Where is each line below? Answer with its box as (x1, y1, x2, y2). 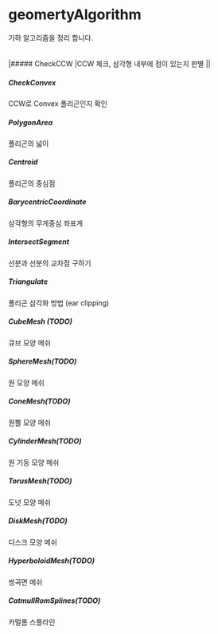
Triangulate (8, 277, 49, 286)
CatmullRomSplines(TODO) (8, 596, 101, 605)
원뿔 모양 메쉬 (8, 417, 52, 427)
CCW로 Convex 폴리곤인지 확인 (8, 98, 107, 108)
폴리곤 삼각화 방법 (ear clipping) (8, 297, 110, 308)
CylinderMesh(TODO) (8, 436, 82, 446)
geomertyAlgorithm (8, 6, 142, 24)
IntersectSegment (8, 237, 70, 246)
